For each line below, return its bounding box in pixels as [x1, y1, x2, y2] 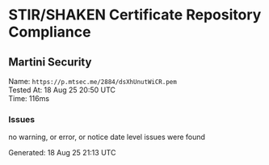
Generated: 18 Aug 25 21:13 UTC [8, 148, 116, 158]
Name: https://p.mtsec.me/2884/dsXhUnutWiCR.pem [8, 77, 178, 86]
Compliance [8, 23, 91, 41]
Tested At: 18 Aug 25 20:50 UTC [8, 85, 116, 95]
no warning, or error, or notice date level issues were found [8, 132, 206, 142]
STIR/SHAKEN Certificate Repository [8, 6, 262, 24]
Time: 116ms [8, 94, 50, 103]
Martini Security [8, 55, 92, 69]
